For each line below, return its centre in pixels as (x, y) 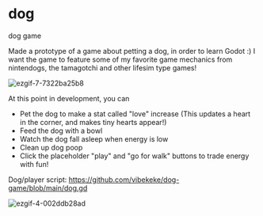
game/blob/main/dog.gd (48, 188)
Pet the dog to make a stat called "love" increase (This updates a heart (135, 114)
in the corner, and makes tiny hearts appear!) (93, 122)
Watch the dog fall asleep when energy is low (94, 138)
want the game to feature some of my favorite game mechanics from (120, 59)
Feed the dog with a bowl (61, 131)
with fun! (34, 164)
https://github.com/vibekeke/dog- (124, 180)
